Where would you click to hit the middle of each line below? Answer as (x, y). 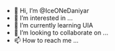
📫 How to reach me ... (46, 40)
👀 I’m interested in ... (43, 18)
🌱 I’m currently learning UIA (53, 25)
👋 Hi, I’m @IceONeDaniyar (51, 11)
